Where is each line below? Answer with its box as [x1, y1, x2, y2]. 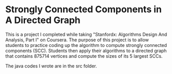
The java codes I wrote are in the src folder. [5, 63, 98, 69]
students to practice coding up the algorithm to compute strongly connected [5, 42, 167, 48]
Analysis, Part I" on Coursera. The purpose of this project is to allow [5, 37, 149, 43]
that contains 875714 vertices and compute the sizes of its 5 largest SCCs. [5, 53, 163, 59]
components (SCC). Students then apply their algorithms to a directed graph [5, 47, 167, 54]
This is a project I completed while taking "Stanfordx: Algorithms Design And [5, 31, 167, 37]
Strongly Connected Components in [5, 4, 162, 15]
